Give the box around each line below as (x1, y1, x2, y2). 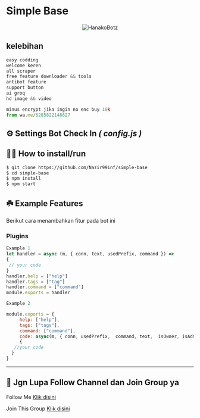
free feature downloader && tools (6, 73, 92, 80)
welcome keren (6, 63, 42, 68)
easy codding (6, 57, 39, 63)
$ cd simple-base (6, 170, 49, 176)
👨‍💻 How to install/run (6, 149, 86, 159)
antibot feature (6, 79, 46, 85)
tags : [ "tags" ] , (19, 322, 60, 328)
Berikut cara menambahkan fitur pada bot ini (6, 217, 116, 224)
